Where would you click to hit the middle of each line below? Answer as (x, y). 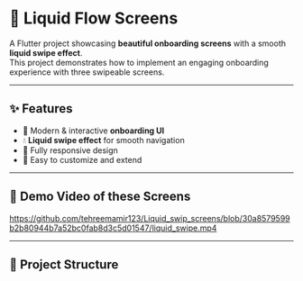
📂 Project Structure (64, 264)
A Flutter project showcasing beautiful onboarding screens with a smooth (148, 43)
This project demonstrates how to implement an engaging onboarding (139, 62)
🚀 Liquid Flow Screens (94, 18)
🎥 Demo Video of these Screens (100, 197)
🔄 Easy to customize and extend (82, 159)
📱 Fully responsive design (70, 150)
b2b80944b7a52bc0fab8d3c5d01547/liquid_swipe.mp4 (113, 228)
